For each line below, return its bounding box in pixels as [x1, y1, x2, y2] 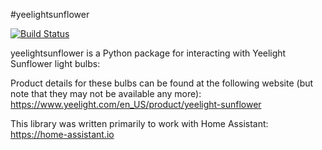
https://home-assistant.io [10, 129, 115, 140]
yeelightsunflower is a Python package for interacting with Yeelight [10, 47, 287, 59]
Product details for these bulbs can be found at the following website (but [10, 77, 314, 89]
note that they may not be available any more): [10, 88, 202, 99]
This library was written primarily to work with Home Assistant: [10, 118, 269, 129]
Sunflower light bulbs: [10, 58, 101, 69]
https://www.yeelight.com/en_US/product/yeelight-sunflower [10, 99, 262, 110]
